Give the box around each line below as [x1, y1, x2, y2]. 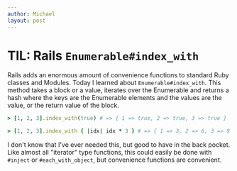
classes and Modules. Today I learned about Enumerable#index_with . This [7, 79, 221, 87]
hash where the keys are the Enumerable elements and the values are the [7, 94, 222, 102]
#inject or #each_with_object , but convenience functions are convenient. [7, 155, 222, 164]
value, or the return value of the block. [7, 101, 119, 110]
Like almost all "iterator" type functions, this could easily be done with [7, 148, 212, 157]
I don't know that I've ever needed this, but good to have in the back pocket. [7, 140, 231, 149]
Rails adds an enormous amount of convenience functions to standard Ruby [7, 71, 229, 79]
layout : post [7, 17, 46, 24]
